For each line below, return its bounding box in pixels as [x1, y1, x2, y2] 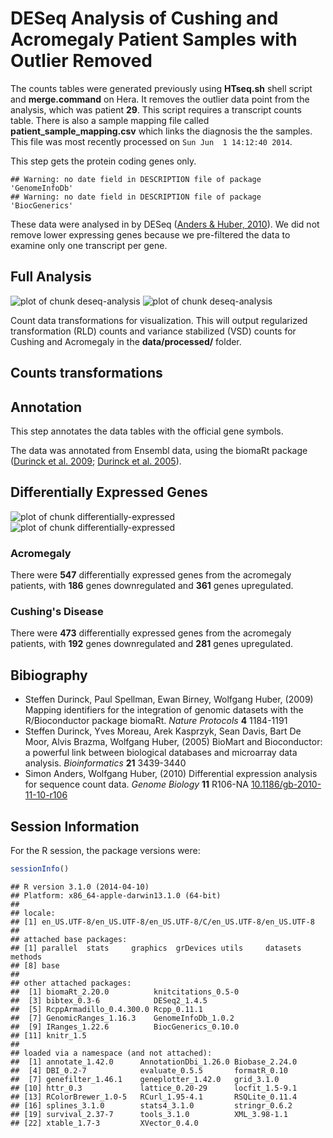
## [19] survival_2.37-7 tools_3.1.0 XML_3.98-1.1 [10, 1109, 288, 1119]
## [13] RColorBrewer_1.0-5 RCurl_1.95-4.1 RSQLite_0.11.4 [10, 1092, 298, 1102]
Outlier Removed [10, 50, 153, 72]
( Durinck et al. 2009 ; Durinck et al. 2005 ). [10, 455, 182, 467]
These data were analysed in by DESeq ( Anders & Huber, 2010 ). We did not [10, 218, 320, 230]
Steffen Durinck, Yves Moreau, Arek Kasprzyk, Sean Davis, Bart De [24, 725, 302, 737]
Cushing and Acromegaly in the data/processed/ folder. [10, 335, 242, 347]
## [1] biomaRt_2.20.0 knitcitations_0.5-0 [10, 987, 240, 997]
